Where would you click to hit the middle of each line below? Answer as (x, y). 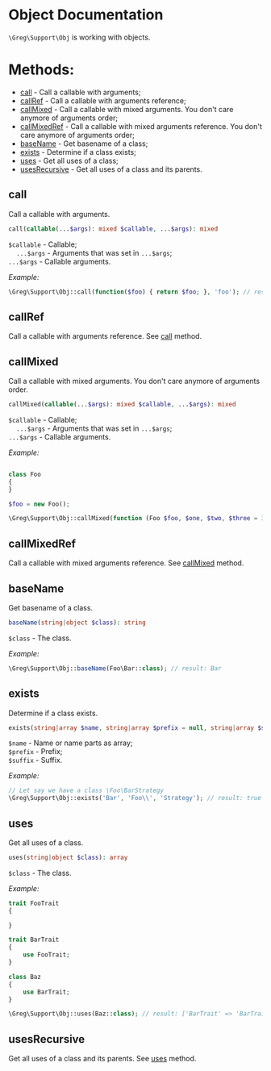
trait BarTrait (34, 940)
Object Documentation (86, 15)
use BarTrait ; (46, 992)
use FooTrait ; (46, 955)
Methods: (42, 70)
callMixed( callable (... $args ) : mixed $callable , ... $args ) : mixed (122, 405)
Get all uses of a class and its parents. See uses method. (102, 1059)
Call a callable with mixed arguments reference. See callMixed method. (126, 563)
